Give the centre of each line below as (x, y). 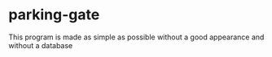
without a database (41, 45)
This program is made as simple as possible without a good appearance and (136, 37)
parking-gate (54, 15)
